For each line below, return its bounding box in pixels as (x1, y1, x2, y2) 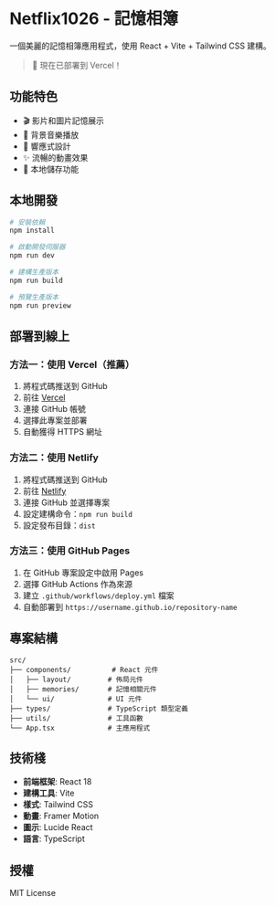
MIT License (9, 888, 57, 899)
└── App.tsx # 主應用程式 (9, 723, 151, 732)
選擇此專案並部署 (22, 415, 88, 426)
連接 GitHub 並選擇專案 (22, 497, 111, 508)
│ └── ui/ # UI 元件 (9, 694, 143, 703)
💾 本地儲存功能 (22, 163, 80, 174)
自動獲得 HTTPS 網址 (22, 427, 103, 437)
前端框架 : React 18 (22, 776, 92, 787)
